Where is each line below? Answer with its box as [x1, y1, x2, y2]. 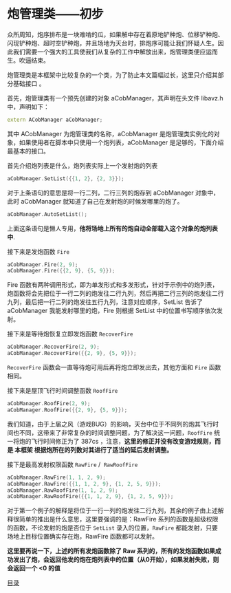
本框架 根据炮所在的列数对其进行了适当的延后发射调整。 [14, 445, 173, 454]
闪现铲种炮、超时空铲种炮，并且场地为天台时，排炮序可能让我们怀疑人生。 [7, 39, 218, 47]
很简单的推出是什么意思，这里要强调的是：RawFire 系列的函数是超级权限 [12, 515, 219, 524]
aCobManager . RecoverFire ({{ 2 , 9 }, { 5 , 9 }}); [7, 350, 137, 357]
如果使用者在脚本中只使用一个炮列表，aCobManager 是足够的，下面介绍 [19, 138, 224, 147]
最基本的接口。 [7, 147, 49, 155]
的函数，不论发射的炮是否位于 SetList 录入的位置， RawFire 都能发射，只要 [7, 524, 219, 532]
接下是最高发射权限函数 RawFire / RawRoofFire [7, 460, 138, 468]
